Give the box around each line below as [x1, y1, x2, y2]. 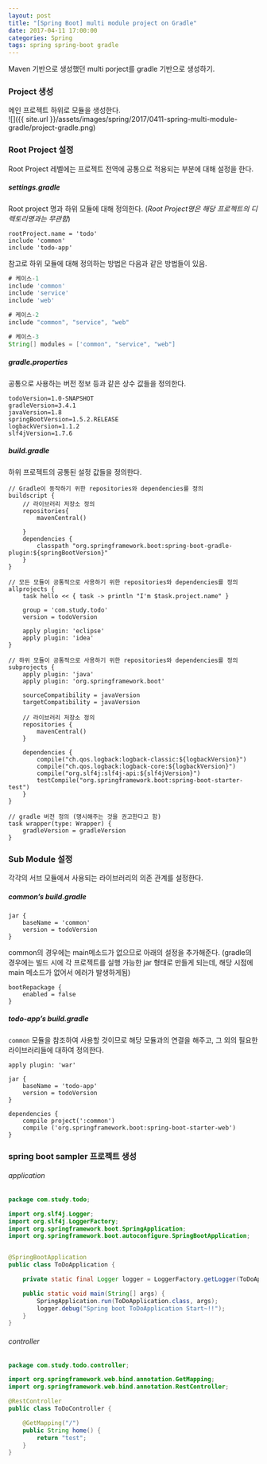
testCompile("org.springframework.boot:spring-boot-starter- [37, 776, 244, 785]
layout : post [8, 11, 52, 20]
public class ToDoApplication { [8, 1261, 115, 1269]
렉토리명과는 [8, 213, 48, 223]
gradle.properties [8, 358, 68, 367]
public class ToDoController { [8, 1405, 112, 1413]
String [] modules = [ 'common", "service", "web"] [8, 340, 176, 348]
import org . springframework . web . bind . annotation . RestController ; [8, 1383, 229, 1391]
